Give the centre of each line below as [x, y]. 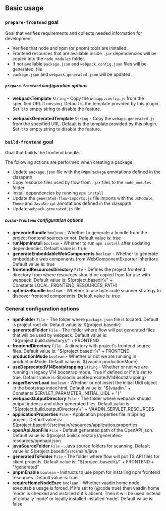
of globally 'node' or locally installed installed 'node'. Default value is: [83, 499]
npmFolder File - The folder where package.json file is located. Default [85, 319]
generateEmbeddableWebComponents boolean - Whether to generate [85, 254]
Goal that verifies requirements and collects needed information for [74, 33]
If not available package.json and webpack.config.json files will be [80, 64]
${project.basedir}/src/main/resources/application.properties [75, 425]
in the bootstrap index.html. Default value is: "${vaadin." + [72, 388]
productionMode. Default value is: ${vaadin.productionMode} [75, 362]
